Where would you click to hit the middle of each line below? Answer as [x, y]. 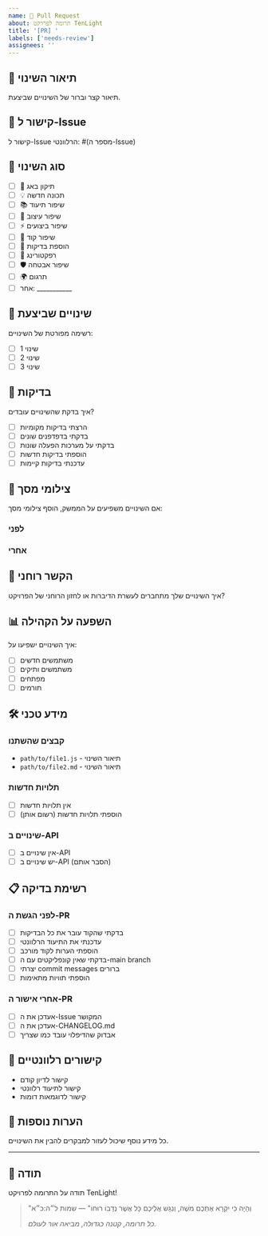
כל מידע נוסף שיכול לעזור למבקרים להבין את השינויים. [89, 1141]
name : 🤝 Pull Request [44, 16]
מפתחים [32, 678]
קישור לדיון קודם [44, 1079]
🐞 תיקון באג [37, 186]
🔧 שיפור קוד [37, 237]
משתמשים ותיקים [46, 670]
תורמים [31, 687]
